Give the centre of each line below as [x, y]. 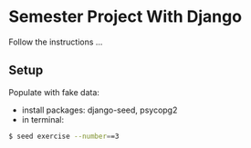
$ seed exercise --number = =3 [64, 136]
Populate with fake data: [54, 92]
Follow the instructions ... [56, 42]
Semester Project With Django [125, 17]
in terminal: [43, 119]
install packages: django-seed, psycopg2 [99, 110]
